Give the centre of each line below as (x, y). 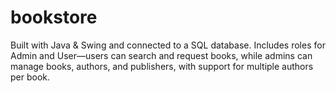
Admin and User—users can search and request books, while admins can (161, 55)
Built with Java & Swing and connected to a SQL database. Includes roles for (168, 45)
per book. (30, 77)
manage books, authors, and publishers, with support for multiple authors (162, 66)
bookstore (54, 17)
